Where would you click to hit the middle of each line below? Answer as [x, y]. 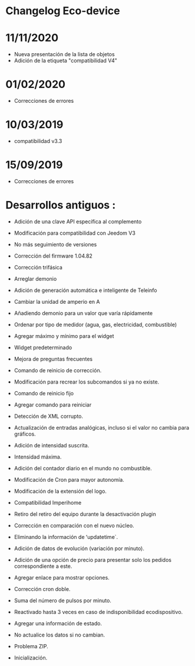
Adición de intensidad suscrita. [52, 445]
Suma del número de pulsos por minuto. [62, 600]
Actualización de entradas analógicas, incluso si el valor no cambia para [102, 427]
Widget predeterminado [43, 347]
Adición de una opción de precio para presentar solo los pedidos [93, 560]
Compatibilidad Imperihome [48, 502]
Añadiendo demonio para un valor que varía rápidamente [83, 313]
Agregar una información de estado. [58, 623]
